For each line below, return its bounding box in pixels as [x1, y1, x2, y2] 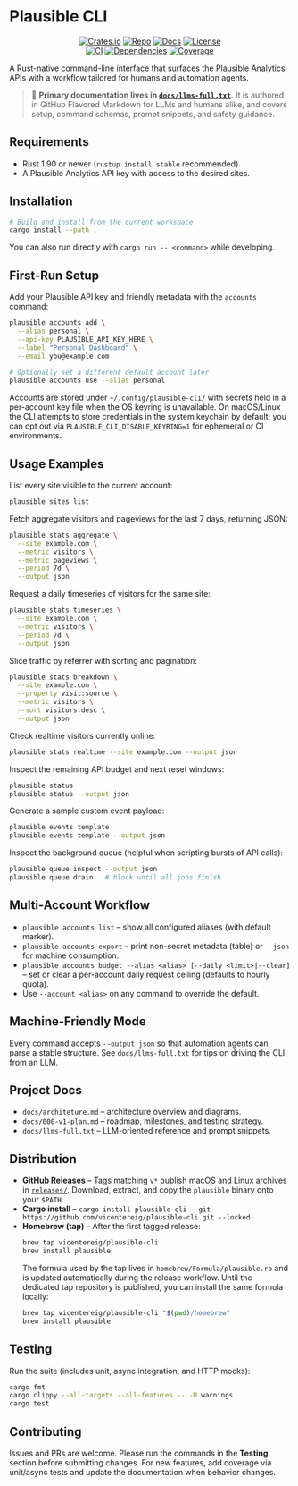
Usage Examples [9, 456, 104, 471]
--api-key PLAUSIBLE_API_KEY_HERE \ [17, 335, 153, 344]
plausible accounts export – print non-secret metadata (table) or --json [21, 940, 290, 951]
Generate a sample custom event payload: [9, 805, 165, 816]
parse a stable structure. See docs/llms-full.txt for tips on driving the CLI [9, 1047, 286, 1057]
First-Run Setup [9, 267, 100, 283]
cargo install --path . [9, 225, 98, 234]
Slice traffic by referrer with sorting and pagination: [9, 655, 198, 666]
